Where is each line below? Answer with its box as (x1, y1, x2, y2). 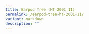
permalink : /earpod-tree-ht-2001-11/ (5, 12, 84, 17)
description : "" (5, 21, 39, 26)
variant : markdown (5, 16, 44, 21)
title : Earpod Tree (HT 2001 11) (5, 7, 75, 12)
